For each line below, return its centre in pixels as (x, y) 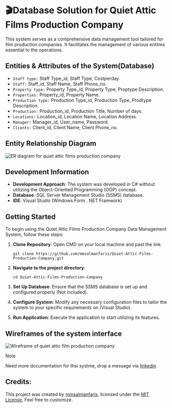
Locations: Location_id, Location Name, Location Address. (75, 116)
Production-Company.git (38, 258)
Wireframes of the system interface (64, 333)
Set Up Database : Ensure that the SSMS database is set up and (80, 287)
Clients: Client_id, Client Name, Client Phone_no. (65, 127)
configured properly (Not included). (50, 292)
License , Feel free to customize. (39, 400)
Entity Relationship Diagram (51, 144)
